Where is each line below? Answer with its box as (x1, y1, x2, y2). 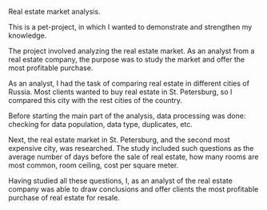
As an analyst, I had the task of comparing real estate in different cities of (8, 79, 250, 88)
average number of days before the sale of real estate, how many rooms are (8, 152, 259, 161)
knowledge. (8, 31, 47, 40)
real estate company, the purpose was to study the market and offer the (8, 55, 245, 64)
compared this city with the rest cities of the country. (8, 96, 182, 105)
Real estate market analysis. (8, 7, 102, 16)
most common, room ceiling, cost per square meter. (8, 160, 179, 170)
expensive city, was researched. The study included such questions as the (8, 144, 254, 153)
